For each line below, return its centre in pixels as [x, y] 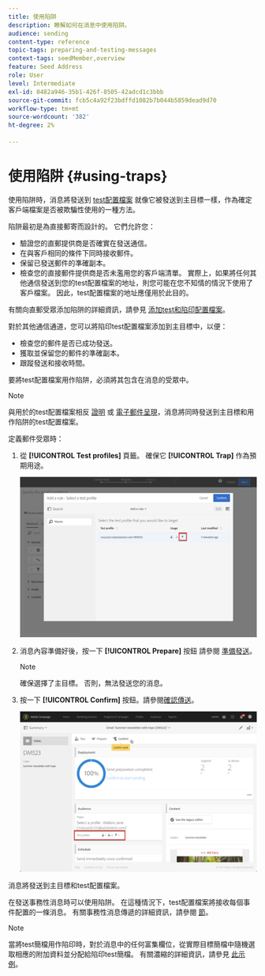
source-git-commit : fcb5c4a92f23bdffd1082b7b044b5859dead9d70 [112, 100]
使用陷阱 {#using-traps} [88, 176]
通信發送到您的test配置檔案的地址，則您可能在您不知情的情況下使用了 [140, 283]
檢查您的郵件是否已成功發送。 [68, 343]
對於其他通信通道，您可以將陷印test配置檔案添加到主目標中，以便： [118, 326]
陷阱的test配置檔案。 [49, 422]
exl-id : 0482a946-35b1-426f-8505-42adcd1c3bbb [86, 92]
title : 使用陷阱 [32, 17]
